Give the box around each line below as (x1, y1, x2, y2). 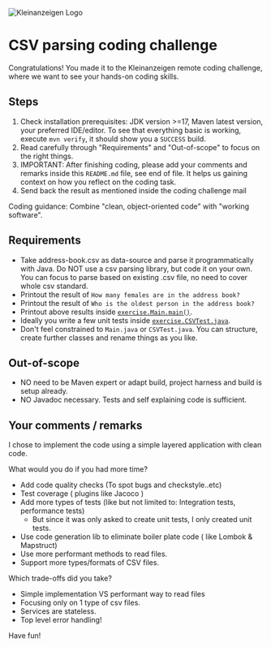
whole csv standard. (19, 281, 88, 291)
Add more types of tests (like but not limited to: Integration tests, (19, 498, 236, 507)
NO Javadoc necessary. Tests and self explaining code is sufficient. (19, 395, 247, 405)
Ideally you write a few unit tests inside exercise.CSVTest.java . (19, 315, 231, 325)
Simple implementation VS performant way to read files (19, 589, 205, 599)
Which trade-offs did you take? (8, 573, 112, 584)
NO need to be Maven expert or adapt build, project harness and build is (19, 377, 262, 387)
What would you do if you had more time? (8, 464, 148, 474)
